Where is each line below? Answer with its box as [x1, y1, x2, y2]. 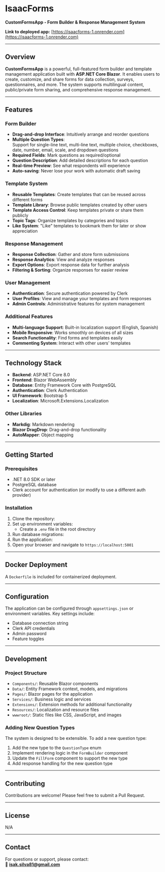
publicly [12, 212, 28, 218]
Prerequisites [5, 465, 38, 472]
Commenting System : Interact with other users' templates [12, 340, 131, 346]
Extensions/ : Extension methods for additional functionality [12, 702, 133, 707]
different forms [12, 197, 43, 202]
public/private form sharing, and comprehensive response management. [5, 86, 152, 92]
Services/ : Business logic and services [12, 696, 91, 703]
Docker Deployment [5, 561, 68, 569]
